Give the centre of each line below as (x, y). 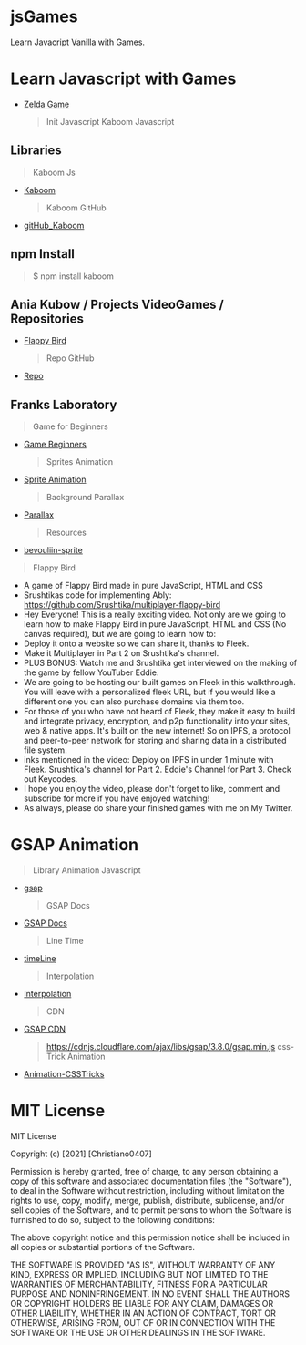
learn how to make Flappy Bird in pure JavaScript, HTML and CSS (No (155, 624)
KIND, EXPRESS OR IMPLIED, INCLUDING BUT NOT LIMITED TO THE (139, 1274)
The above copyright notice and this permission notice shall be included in (150, 1237)
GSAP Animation (75, 845)
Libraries (36, 151)
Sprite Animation (55, 479)
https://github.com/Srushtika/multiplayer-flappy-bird (122, 605)
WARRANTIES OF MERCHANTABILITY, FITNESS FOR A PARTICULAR (139, 1284)
